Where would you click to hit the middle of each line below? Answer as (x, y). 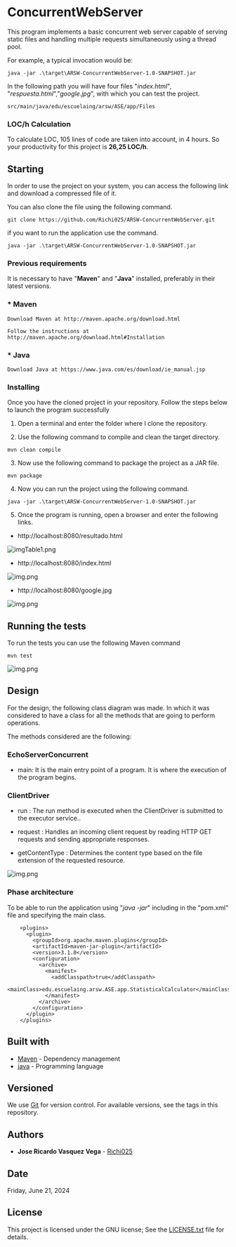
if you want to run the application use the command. (83, 233)
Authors (26, 1134)
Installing (24, 387)
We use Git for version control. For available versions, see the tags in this (113, 1105)
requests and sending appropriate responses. (83, 840)
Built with (28, 1042)
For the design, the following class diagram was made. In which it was (109, 707)
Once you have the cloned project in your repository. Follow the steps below (118, 403)
